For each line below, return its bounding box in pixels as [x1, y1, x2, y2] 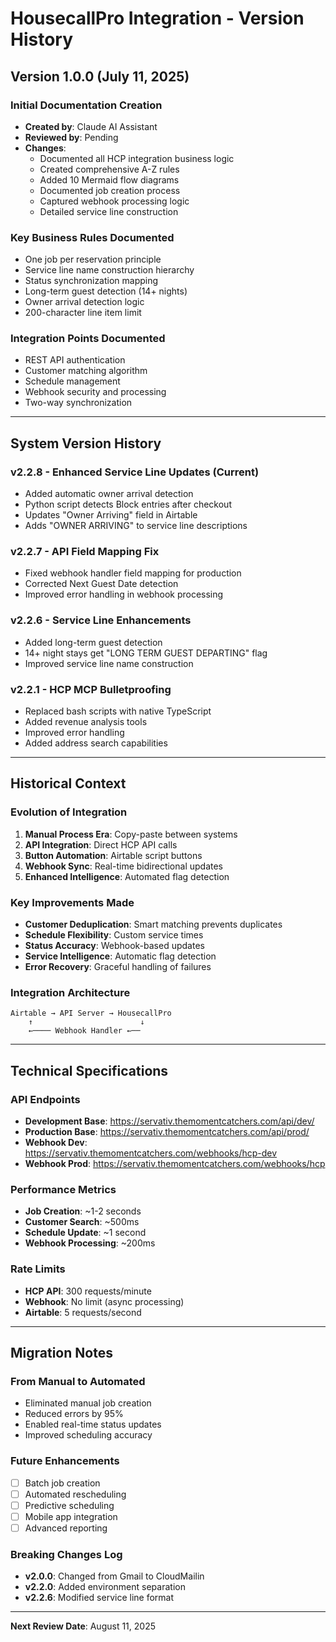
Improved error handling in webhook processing [24, 588, 224, 601]
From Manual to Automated [10, 1374, 146, 1388]
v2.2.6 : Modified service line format [24, 1592, 175, 1604]
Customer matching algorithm [24, 365, 148, 377]
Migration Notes [10, 1345, 113, 1361]
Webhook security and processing [24, 386, 167, 398]
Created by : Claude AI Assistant [24, 120, 158, 132]
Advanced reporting [24, 1522, 108, 1534]
